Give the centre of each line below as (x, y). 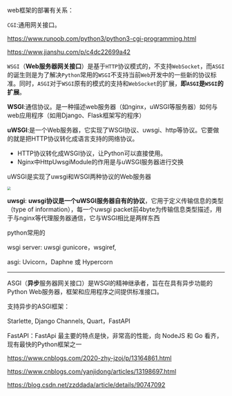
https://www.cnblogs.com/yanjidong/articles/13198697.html (92, 372)
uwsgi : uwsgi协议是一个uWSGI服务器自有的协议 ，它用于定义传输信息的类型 (115, 201)
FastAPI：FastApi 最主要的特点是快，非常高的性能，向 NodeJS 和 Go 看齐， (115, 336)
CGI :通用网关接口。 (34, 25)
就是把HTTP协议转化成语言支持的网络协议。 (76, 139)
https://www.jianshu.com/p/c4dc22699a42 (69, 52)
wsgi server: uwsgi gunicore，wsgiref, (62, 247)
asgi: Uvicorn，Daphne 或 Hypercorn (60, 262)
